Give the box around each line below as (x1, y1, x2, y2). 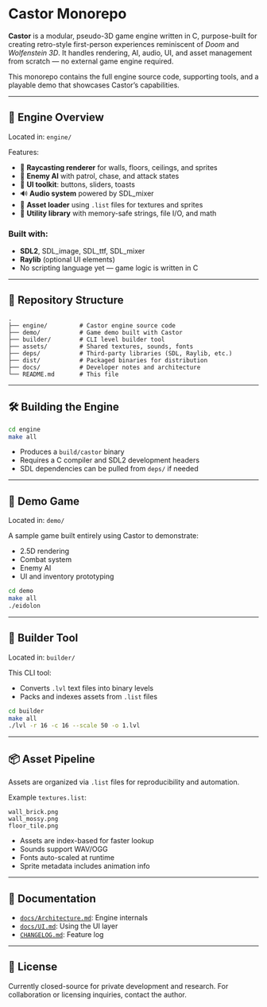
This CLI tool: (8, 668, 52, 677)
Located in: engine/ (8, 132, 72, 141)
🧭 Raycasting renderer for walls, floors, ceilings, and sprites (19, 162, 218, 172)
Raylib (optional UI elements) (19, 255, 115, 265)
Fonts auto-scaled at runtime (19, 853, 115, 862)
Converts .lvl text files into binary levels (19, 683, 153, 692)
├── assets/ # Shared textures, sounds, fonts (8, 343, 194, 351)
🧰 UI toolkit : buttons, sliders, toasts (19, 180, 135, 189)
